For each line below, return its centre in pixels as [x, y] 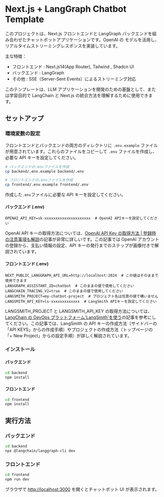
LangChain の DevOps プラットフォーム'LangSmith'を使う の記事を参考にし [81, 317]
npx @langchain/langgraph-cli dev [40, 451]
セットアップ [24, 118]
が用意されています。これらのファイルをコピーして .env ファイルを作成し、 [81, 151]
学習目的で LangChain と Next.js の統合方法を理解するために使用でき [79, 95]
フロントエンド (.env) [27, 263]
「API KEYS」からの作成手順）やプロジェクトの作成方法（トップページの [79, 330]
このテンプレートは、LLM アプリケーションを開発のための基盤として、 [76, 89]
